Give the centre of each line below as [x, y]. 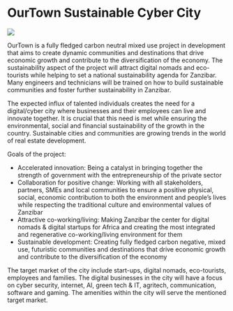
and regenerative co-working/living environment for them [100, 234]
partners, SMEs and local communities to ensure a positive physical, [115, 189]
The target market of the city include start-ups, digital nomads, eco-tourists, [117, 270]
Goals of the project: [37, 154]
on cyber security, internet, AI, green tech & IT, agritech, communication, [112, 285]
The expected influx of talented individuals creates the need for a [101, 103]
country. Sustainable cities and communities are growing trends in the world [116, 133]
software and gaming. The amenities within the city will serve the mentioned [117, 292]
